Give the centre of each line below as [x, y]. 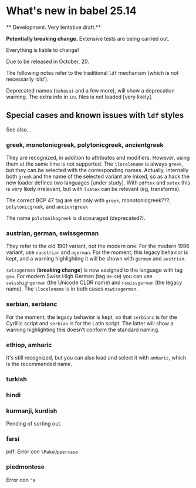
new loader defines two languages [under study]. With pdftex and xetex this [98, 183]
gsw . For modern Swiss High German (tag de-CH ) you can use [79, 276]
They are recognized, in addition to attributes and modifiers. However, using [98, 158]
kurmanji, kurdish [32, 411]
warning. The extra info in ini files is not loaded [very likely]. [80, 97]
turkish [17, 379]
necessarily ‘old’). [27, 79]
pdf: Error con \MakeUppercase [42, 451]
